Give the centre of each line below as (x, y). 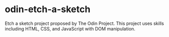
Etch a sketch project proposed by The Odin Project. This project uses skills (84, 23)
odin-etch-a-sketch (47, 9)
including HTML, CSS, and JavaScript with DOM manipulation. (70, 28)
